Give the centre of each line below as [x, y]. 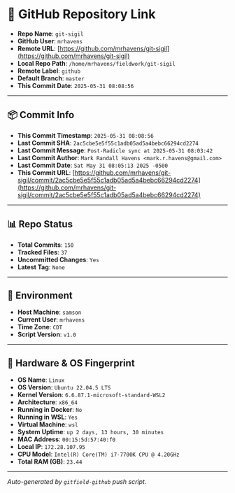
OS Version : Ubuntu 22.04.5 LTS [64, 387]
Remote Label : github [49, 71]
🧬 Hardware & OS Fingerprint [71, 363]
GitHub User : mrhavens [50, 41]
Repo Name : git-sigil [50, 34]
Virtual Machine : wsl [48, 424]
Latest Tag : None [41, 267]
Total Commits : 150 [45, 245]
